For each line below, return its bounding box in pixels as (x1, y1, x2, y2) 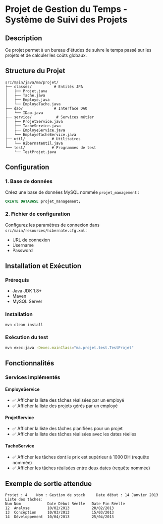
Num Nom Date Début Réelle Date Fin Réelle (5, 501, 125, 507)
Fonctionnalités (5, 359, 54, 367)
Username (12, 242, 34, 248)
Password (12, 247, 33, 253)
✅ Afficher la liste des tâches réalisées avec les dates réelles (12, 431, 137, 437)
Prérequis (5, 276, 29, 283)
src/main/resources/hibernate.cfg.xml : (5, 227, 88, 233)
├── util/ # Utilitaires (5, 136, 81, 141)
